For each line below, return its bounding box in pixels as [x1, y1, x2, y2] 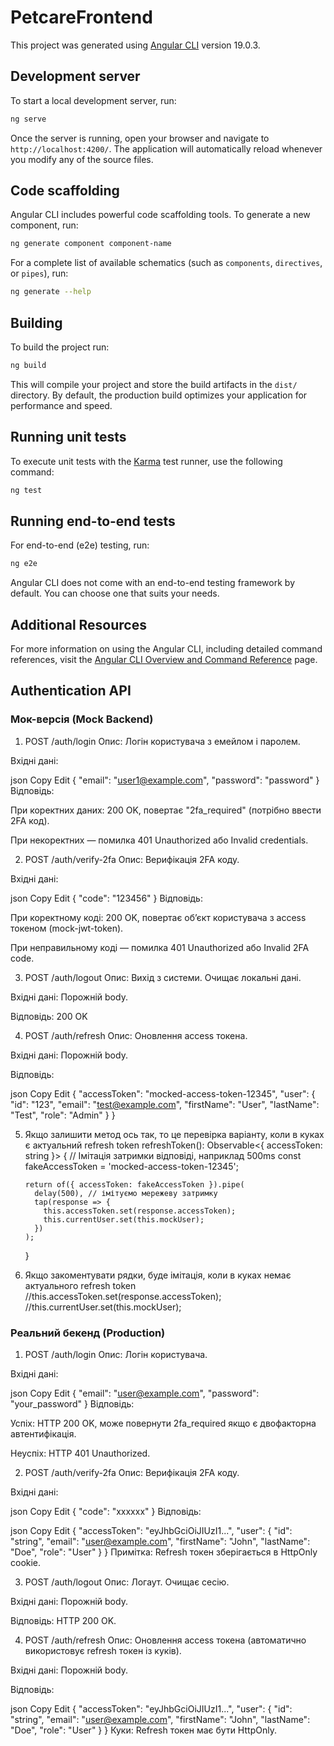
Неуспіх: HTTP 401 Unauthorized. [10, 1447, 151, 1460]
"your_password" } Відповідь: [10, 1398, 135, 1410]
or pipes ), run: [10, 267, 69, 280]
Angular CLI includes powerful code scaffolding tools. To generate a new [10, 209, 311, 221]
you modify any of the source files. [10, 153, 154, 165]
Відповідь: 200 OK [10, 1010, 88, 1022]
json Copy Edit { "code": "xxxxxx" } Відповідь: [10, 1506, 202, 1518]
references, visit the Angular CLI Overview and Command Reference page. [10, 654, 318, 666]
